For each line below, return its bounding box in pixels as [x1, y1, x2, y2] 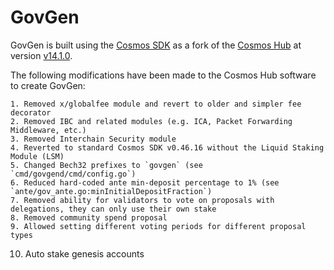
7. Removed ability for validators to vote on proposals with [10, 195, 275, 205]
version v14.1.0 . [10, 49, 73, 61]
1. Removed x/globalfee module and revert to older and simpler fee [10, 99, 302, 109]
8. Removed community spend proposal [10, 212, 168, 223]
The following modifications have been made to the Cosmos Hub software [10, 69, 317, 81]
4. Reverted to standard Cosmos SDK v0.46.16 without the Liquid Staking [10, 142, 325, 153]
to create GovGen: [10, 79, 86, 91]
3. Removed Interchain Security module [10, 134, 177, 144]
